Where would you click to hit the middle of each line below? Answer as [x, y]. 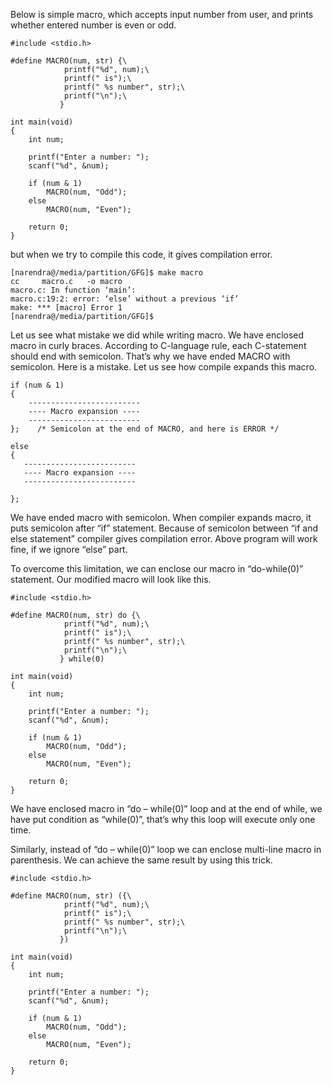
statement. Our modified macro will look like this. [111, 579]
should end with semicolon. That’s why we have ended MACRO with [150, 356]
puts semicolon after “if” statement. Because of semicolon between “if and [164, 528]
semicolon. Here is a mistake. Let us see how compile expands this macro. [164, 367]
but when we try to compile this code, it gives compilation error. [141, 254]
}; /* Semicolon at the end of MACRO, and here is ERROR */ [145, 429]
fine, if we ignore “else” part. [69, 549]
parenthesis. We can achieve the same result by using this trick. [141, 860]
